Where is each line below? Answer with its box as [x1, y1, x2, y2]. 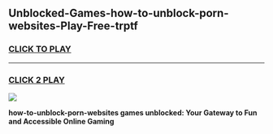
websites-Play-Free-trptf [8, 19, 138, 33]
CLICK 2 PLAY [8, 74, 65, 85]
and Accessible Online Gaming [8, 116, 115, 126]
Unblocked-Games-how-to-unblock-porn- [8, 6, 229, 20]
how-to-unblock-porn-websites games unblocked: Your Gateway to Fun [8, 107, 258, 117]
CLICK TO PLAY [8, 44, 71, 55]
